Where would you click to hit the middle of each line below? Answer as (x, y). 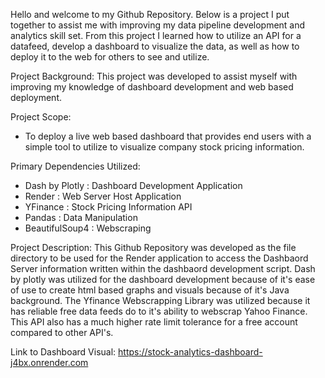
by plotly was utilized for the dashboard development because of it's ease (163, 279)
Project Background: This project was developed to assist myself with (154, 76)
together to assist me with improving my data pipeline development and (158, 25)
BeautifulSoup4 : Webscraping (88, 228)
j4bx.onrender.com (49, 362)
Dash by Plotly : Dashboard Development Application (133, 185)
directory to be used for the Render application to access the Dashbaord (159, 258)
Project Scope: (41, 117)
